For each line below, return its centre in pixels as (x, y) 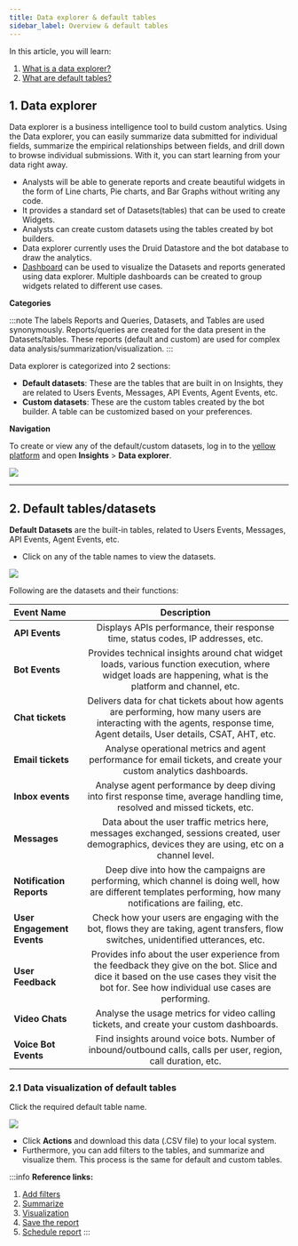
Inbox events (42, 797)
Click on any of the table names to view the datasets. (119, 557)
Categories (30, 303)
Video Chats (40, 1019)
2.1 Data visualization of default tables (93, 1088)
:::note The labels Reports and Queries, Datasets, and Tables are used (137, 320)
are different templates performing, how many (185, 892)
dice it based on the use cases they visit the (185, 977)
